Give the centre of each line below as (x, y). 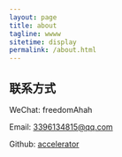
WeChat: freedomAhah (51, 109)
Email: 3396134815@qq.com (61, 127)
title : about (33, 26)
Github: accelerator (44, 144)
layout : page (33, 17)
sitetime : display (43, 42)
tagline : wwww (35, 34)
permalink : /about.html (53, 50)
